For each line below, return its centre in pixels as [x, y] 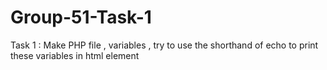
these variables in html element [75, 55]
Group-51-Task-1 [81, 17]
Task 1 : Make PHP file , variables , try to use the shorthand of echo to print [164, 45]
